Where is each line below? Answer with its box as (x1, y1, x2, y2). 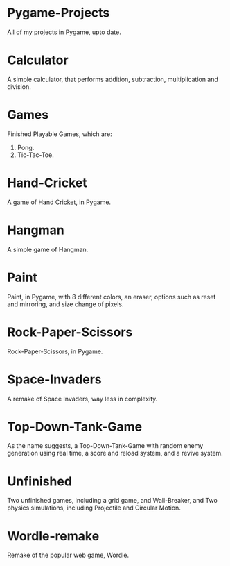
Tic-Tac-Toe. (17, 151, 54, 159)
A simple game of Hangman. (7, 245, 89, 253)
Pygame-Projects (7, 5, 110, 21)
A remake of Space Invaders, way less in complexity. (7, 394, 158, 403)
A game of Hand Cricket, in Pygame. (7, 198, 112, 206)
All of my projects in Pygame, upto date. (7, 28, 121, 36)
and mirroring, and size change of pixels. (7, 300, 124, 308)
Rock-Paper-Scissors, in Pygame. (7, 347, 103, 356)
